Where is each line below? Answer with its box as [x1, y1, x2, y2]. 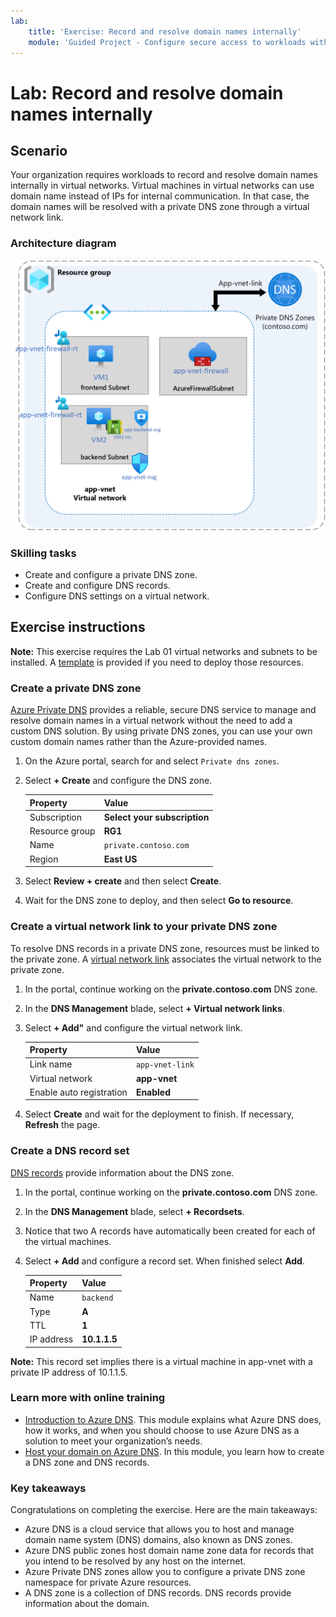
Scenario [10, 142, 68, 159]
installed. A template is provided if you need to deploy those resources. [10, 656, 304, 668]
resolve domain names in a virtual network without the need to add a [10, 715, 293, 727]
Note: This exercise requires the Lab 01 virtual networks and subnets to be [10, 645, 318, 657]
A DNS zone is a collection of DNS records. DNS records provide [24, 1587, 292, 1599]
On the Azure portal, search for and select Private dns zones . [24, 755, 280, 767]
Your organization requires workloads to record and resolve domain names [10, 169, 318, 181]
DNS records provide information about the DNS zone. [10, 1166, 235, 1179]
